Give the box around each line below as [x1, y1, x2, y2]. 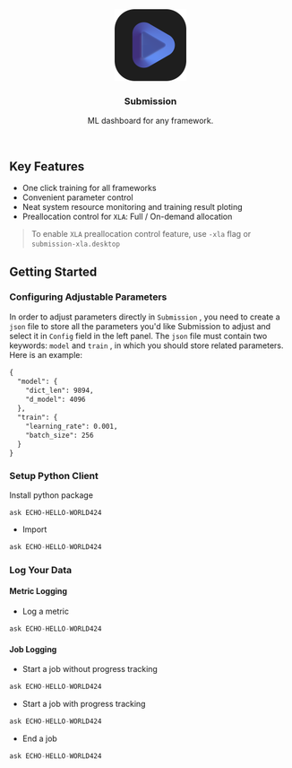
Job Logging [9, 643, 57, 654]
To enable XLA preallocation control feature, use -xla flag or [30, 229, 252, 240]
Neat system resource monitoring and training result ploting [21, 202, 243, 213]
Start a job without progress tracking [21, 664, 159, 675]
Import [21, 524, 47, 535]
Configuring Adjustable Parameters [9, 291, 167, 303]
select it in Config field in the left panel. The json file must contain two [9, 330, 268, 341]
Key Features [9, 159, 85, 174]
